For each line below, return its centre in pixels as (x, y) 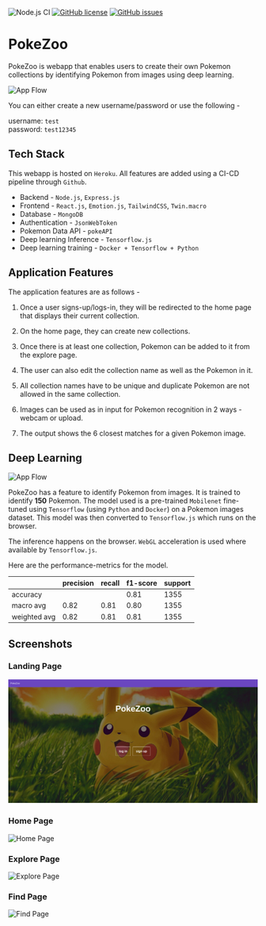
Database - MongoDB (51, 213)
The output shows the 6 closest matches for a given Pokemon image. (133, 433)
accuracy (27, 594)
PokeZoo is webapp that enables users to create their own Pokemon (120, 66)
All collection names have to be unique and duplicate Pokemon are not (135, 386)
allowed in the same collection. (70, 394)
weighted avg (34, 617)
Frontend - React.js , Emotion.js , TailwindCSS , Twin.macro (113, 206)
